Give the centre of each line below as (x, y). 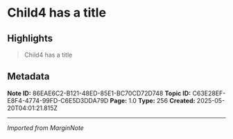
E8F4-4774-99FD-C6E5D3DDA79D (58, 100)
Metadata (28, 76)
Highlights (30, 38)
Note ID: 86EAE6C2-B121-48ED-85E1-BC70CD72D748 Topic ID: (99, 93)
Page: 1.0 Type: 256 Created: (153, 100)
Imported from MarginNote (46, 128)
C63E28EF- (209, 93)
